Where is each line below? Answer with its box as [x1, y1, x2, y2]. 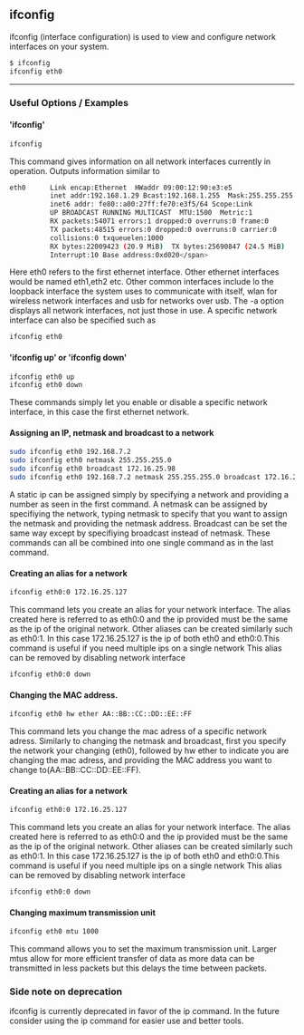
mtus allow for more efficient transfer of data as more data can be [9, 953, 255, 964]
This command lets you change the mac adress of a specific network [9, 726, 267, 737]
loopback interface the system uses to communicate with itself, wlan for [9, 285, 278, 297]
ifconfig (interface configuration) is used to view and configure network [9, 31, 276, 42]
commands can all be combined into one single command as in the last [9, 537, 274, 547]
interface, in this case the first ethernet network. [9, 407, 190, 418]
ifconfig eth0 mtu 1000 [9, 927, 100, 936]
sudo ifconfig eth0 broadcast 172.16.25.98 [9, 464, 176, 474]
